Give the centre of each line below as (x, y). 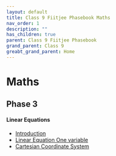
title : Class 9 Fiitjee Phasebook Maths (59, 18)
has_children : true (31, 35)
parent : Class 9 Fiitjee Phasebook (52, 40)
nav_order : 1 (23, 23)
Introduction (31, 133)
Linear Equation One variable (52, 140)
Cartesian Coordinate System (52, 146)
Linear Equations (28, 119)
